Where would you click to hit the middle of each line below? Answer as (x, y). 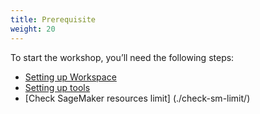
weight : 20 (33, 29)
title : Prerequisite (53, 19)
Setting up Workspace (70, 77)
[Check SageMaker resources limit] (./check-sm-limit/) (137, 98)
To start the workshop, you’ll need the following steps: (122, 57)
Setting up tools (57, 87)
